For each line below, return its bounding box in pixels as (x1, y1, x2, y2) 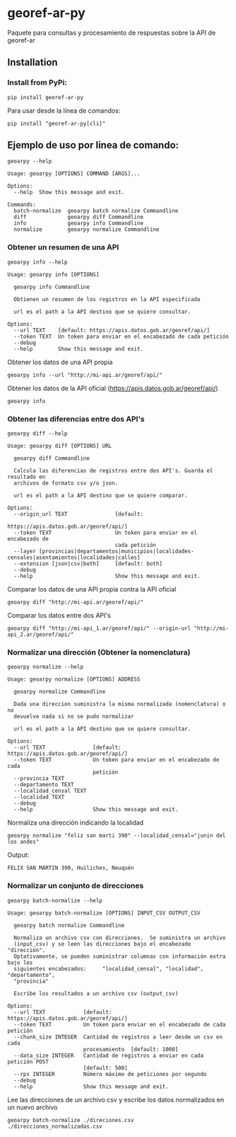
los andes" (7, 838, 40, 846)
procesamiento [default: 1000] (83, 1046, 179, 1053)
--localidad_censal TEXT (13, 788, 87, 795)
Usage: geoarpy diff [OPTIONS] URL (7, 443, 112, 450)
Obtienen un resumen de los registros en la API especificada (13, 295, 201, 302)
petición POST (7, 1058, 49, 1065)
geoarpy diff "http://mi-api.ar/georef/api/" (7, 599, 143, 606)
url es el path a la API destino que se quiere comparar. (13, 492, 189, 499)
